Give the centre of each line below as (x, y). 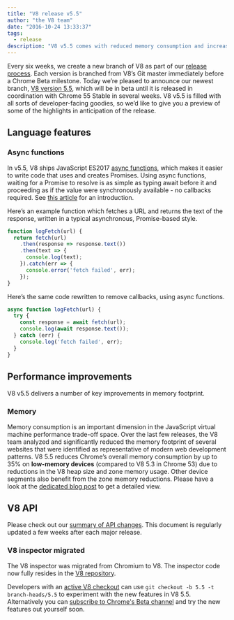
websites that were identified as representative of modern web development (117, 449)
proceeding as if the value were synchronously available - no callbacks (109, 190)
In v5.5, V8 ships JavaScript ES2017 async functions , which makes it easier (115, 168)
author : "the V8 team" (40, 20)
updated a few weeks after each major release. (75, 533)
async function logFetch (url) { (54, 309)
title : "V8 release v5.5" (45, 14)
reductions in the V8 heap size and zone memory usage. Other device (108, 471)
